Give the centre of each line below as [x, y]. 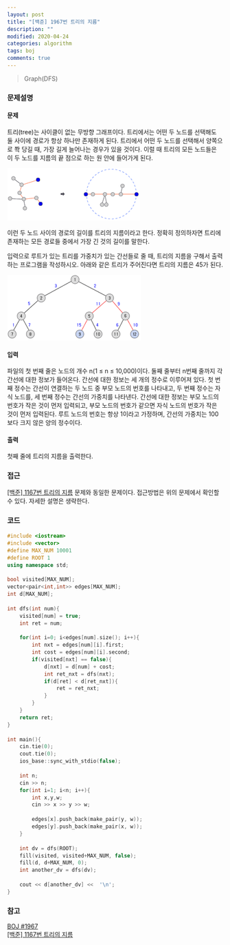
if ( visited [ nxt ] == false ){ [72, 659]
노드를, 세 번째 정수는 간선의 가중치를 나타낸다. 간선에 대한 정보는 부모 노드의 [117, 397]
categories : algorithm [39, 44]
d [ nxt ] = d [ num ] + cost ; [79, 667]
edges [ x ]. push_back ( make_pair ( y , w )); [87, 820]
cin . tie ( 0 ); [36, 747]
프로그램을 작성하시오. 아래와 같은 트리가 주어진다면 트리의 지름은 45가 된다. [121, 264]
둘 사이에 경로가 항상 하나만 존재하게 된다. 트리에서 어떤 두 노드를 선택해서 [106, 141]
